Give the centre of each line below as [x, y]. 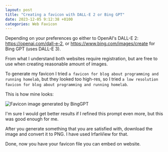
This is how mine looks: [29, 94]
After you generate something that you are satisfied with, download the [79, 129]
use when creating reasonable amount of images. [57, 64]
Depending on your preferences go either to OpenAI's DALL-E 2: [72, 38]
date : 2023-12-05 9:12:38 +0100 [39, 19]
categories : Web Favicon [31, 24]
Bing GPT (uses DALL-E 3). [33, 49]
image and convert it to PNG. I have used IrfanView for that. [67, 134]
